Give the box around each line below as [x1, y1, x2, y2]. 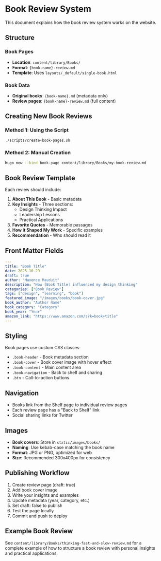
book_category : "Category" [5, 305, 60, 310]
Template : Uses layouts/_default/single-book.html [12, 70, 117, 75]
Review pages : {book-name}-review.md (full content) [12, 98, 116, 104]
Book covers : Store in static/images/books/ [12, 439, 100, 445]
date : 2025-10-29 [5, 269, 40, 274]
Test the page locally [12, 507, 54, 513]
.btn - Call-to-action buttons [12, 375, 69, 381]
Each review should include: [5, 187, 62, 193]
